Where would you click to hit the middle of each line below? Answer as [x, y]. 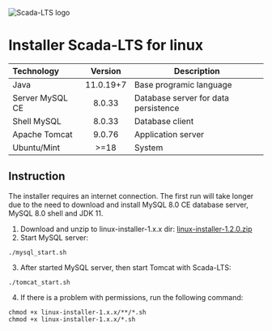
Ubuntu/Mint [36, 148]
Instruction [37, 176]
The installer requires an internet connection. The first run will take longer [131, 196]
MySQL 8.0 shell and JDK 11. [56, 213]
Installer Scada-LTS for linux [106, 45]
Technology [36, 71]
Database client [164, 121]
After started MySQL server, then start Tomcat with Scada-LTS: [126, 267]
